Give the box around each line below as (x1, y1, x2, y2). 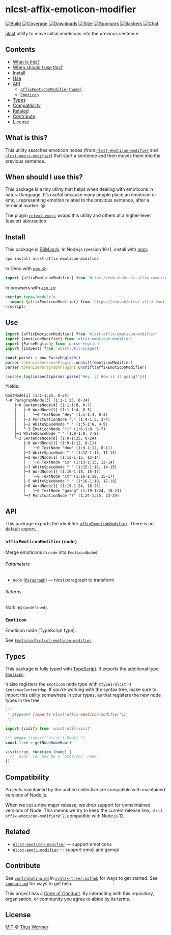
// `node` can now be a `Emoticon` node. (10, 754, 99, 759)
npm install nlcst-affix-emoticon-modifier (5, 256, 99, 261)
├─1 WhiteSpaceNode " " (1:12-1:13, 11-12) (23, 450, 117, 455)
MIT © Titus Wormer (5, 924, 49, 930)
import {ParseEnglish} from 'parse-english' (5, 341, 101, 346)
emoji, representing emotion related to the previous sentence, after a (5, 197, 149, 203)
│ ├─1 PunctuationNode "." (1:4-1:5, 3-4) (14, 417, 110, 422)
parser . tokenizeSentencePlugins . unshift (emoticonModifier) (5, 360, 133, 365)
